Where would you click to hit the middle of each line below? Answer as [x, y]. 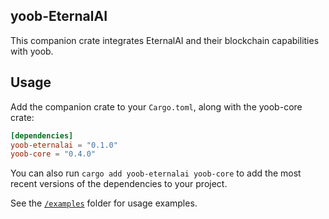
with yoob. [32, 51]
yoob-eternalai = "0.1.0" [64, 145]
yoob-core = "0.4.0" [53, 154]
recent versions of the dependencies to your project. [119, 184]
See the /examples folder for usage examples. [104, 203]
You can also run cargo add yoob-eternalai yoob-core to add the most [156, 173]
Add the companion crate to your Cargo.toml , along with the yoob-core [156, 106]
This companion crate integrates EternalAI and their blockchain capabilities [165, 40]
